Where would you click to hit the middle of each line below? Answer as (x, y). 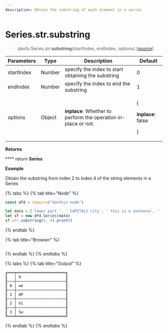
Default (148, 60)
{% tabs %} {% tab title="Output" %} (43, 263)
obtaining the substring (92, 75)
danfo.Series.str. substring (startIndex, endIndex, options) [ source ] (85, 48)
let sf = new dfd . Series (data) (38, 216)
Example (14, 168)
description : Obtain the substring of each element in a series (73, 10)
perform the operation (90, 117)
